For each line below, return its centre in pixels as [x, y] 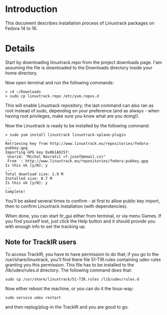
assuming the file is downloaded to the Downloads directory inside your [79, 67]
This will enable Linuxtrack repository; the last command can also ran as [79, 105]
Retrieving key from [27, 143]
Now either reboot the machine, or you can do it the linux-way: [69, 289]
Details [20, 49]
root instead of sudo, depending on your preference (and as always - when [82, 110]
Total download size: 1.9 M [34, 174]
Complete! [15, 191]
